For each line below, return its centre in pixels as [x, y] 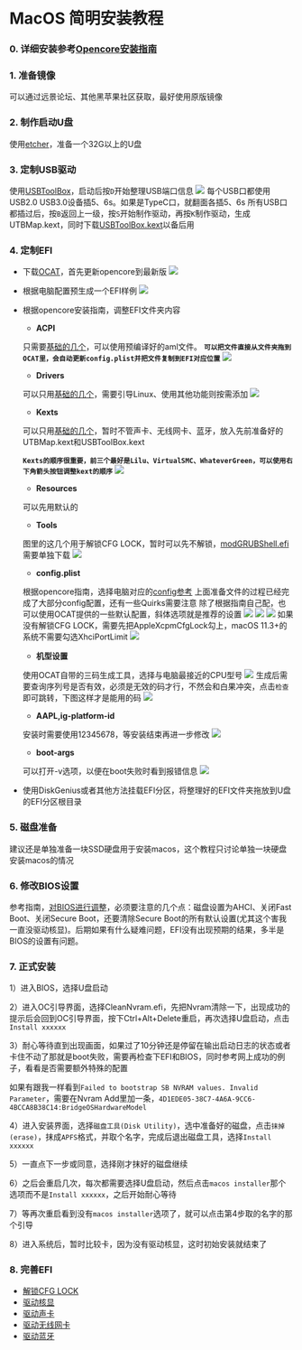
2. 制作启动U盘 [41, 123]
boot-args [55, 753]
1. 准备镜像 [32, 76]
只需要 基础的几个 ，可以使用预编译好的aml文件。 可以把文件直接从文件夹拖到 [156, 347]
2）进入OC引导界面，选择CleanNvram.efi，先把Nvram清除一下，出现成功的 [150, 1007]
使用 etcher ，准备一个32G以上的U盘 [76, 144]
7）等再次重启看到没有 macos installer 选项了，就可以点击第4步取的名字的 [147, 1214]
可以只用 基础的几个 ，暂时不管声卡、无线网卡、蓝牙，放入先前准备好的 [153, 431]
